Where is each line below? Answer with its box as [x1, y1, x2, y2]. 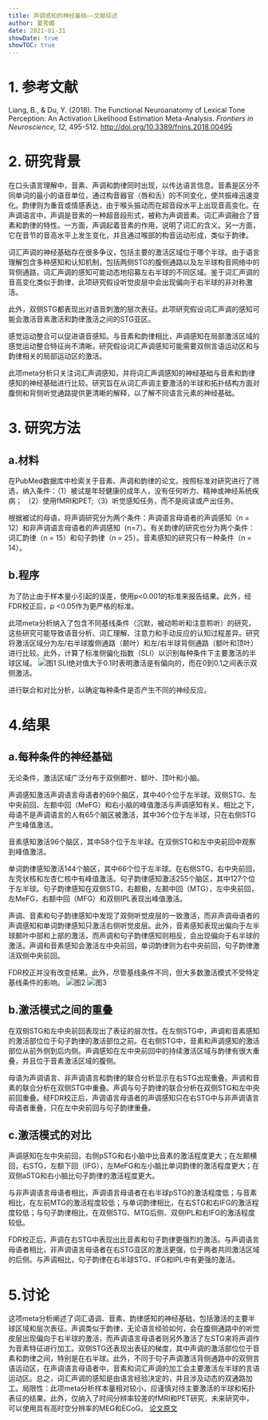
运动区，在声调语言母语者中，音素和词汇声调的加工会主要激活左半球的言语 [14, 1363, 260, 1374]
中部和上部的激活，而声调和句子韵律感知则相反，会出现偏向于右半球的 [29, 930, 260, 940]
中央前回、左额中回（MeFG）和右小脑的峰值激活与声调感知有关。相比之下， [8, 799, 259, 809]
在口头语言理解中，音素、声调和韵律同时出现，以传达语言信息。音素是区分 [8, 180, 253, 190]
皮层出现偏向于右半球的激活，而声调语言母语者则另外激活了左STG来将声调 [8, 1334, 253, 1343]
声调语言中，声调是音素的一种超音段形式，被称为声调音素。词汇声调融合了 [8, 211, 253, 220]
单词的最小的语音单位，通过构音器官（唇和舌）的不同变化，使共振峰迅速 [14, 191, 253, 200]
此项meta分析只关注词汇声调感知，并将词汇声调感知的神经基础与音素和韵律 [8, 368, 255, 378]
